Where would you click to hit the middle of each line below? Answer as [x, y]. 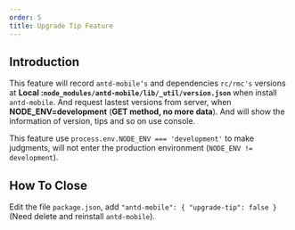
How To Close [48, 185]
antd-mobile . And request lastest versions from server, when [120, 103]
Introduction [45, 62]
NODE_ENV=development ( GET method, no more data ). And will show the [147, 111]
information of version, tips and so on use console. [102, 121]
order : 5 [25, 17]
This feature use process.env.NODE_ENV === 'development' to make [132, 138]
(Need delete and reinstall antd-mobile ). [82, 217]
